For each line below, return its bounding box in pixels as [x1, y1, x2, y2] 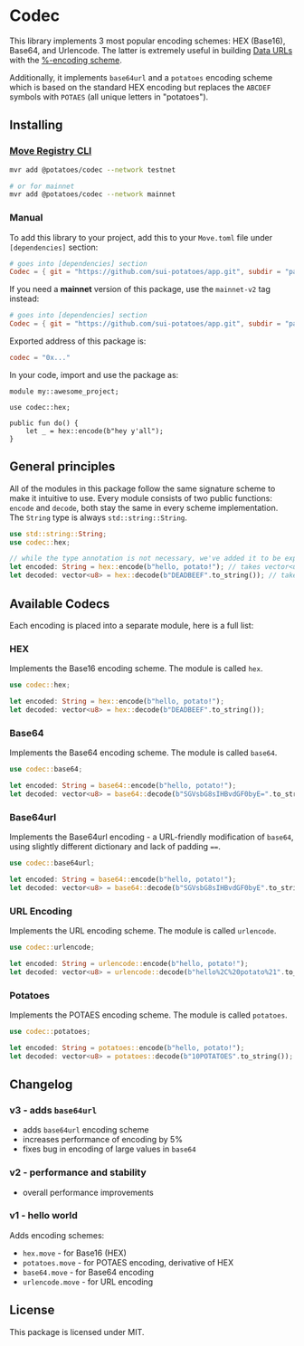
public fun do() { [9, 418, 79, 428]
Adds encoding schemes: [9, 1229, 105, 1240]
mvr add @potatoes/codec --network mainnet [9, 190, 176, 199]
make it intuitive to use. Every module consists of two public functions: [9, 492, 273, 503]
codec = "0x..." [9, 354, 71, 363]
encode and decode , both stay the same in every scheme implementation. [9, 502, 279, 513]
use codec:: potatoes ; [9, 1027, 91, 1036]
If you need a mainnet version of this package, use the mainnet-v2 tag [9, 284, 271, 295]
